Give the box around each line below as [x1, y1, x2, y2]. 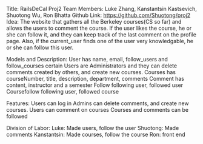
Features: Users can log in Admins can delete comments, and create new [6, 100, 189, 107]
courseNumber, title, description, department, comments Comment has [6, 75, 185, 82]
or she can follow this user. [6, 44, 74, 51]
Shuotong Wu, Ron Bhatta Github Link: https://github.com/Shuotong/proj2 [6, 12, 191, 19]
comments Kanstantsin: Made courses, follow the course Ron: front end [6, 131, 186, 138]
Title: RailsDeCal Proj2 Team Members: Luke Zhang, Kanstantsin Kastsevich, [6, 5, 197, 12]
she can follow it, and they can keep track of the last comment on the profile [6, 31, 197, 38]
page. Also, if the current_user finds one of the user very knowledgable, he [6, 38, 194, 44]
